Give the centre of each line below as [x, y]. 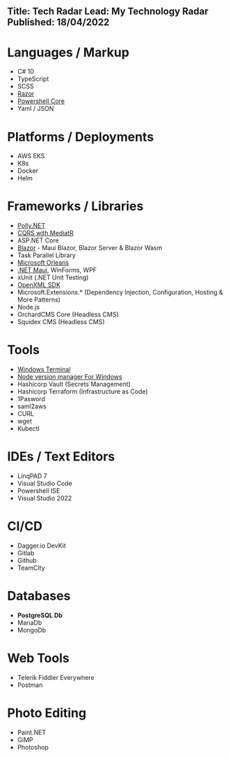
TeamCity [31, 568]
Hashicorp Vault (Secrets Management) [74, 384]
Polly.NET [31, 226]
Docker [28, 171]
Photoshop [33, 747]
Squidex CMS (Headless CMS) [61, 322]
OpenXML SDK [39, 285]
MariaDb [30, 622]
